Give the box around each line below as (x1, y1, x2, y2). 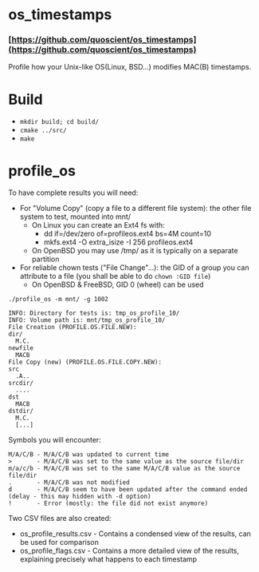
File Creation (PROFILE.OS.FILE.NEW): (8, 324, 137, 332)
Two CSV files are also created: (8, 514, 112, 523)
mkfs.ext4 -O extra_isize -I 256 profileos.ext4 (43, 237, 194, 247)
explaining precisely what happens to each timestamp (19, 554, 198, 564)
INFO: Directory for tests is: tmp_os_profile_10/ (8, 309, 180, 317)
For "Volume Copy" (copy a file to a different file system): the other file (19, 204, 253, 213)
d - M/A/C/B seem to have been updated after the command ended (8, 486, 248, 494)
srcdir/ (8, 379, 34, 387)
